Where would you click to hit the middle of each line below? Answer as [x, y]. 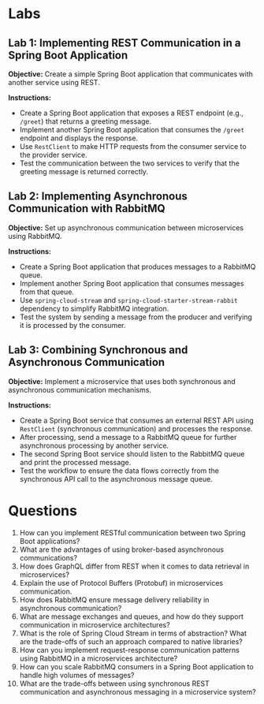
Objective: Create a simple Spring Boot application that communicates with [131, 74]
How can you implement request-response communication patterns [130, 650]
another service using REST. [54, 82]
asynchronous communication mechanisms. [80, 389]
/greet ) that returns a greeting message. [86, 121]
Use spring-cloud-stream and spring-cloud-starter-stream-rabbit [128, 300]
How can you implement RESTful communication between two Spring [132, 532]
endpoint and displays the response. [79, 138]
